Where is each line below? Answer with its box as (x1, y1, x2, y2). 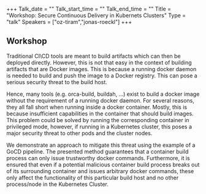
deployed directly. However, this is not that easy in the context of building (6, 58, 192, 66)
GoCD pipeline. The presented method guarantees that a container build (6, 147, 189, 155)
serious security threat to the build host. (6, 78, 107, 85)
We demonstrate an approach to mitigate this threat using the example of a (6, 141, 196, 149)
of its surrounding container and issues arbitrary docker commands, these (6, 167, 194, 174)
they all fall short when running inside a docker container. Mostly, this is (6, 103, 188, 111)
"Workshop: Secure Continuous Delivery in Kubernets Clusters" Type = (6, 12, 186, 19)
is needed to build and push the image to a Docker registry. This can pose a (6, 72, 197, 79)
